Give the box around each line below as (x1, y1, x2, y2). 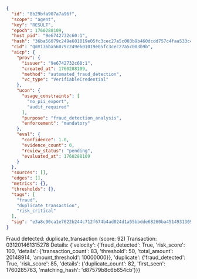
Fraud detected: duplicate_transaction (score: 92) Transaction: (6, 235, 157, 242)
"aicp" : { (11, 49, 35, 55)
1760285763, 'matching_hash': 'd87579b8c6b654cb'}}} (6, 266, 141, 273)
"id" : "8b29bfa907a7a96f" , (11, 11, 77, 17)
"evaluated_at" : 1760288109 (21, 153, 91, 159)
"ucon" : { (16, 88, 41, 94)
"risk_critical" (16, 208, 57, 214)
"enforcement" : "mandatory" (21, 121, 91, 127)
